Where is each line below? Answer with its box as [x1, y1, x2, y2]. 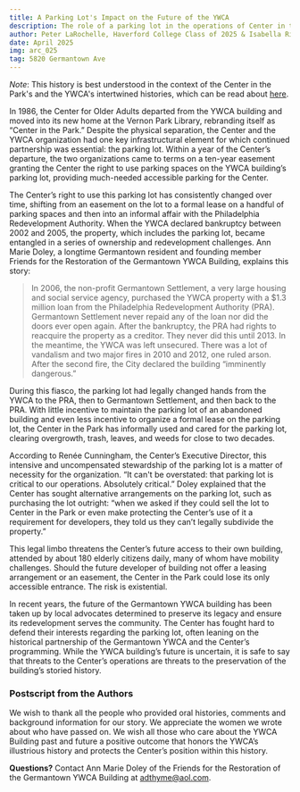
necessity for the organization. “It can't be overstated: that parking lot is [9, 470, 274, 479]
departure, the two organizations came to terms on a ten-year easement [9, 154, 275, 163]
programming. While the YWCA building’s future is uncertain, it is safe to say [9, 646, 290, 656]
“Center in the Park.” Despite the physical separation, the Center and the [9, 125, 277, 135]
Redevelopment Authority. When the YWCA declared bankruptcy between [9, 218, 281, 229]
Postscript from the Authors [9, 687, 134, 699]
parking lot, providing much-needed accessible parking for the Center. [9, 172, 270, 183]
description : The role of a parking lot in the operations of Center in [9, 21, 286, 30]
